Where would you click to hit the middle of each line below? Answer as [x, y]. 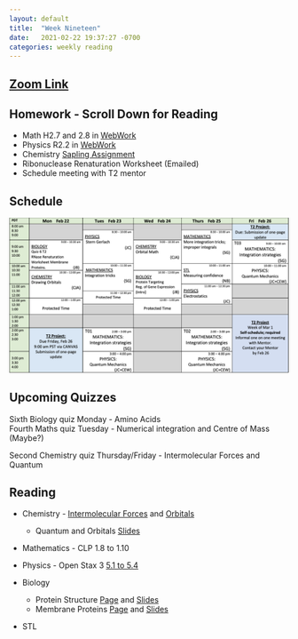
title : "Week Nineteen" [55, 28]
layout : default [39, 19]
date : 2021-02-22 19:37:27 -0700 [75, 37]
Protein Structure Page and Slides [97, 600]
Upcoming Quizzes [63, 398]
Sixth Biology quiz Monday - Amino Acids [85, 419]
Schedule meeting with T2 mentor [84, 173]
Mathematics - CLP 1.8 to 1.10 [75, 548]
